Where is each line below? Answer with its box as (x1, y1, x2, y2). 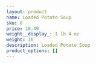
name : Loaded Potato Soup (6, 14, 71, 20)
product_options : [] (6, 48, 59, 54)
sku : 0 (6, 20, 23, 26)
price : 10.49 (6, 25, 39, 32)
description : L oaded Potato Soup (6, 43, 91, 49)
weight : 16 (6, 37, 34, 43)
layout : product (6, 8, 47, 15)
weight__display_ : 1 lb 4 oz (6, 31, 80, 37)
